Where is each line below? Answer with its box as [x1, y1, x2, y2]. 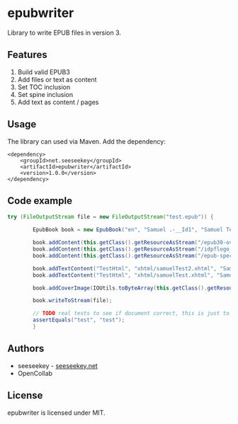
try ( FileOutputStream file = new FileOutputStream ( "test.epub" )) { [7, 214, 214, 221]
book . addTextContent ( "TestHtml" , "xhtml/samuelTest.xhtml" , [33, 271, 214, 279]
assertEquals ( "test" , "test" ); [33, 316, 125, 323]
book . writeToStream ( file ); [33, 297, 113, 304]
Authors [7, 343, 45, 355]
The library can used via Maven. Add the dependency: [7, 137, 166, 146]
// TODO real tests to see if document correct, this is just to [33, 310, 230, 317]
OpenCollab [17, 369, 53, 377]
